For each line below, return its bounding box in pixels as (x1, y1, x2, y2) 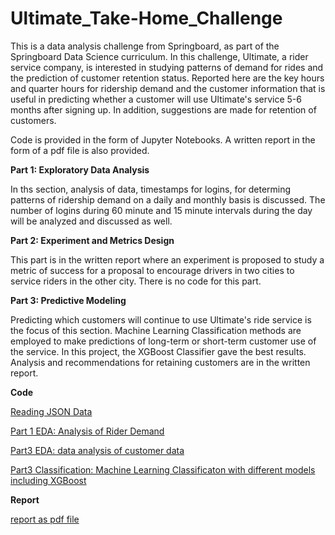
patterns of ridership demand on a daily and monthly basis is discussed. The (10, 193, 326, 206)
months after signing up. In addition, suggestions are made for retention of (10, 103, 317, 116)
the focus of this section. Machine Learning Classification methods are (10, 324, 302, 336)
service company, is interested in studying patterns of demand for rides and (10, 61, 324, 73)
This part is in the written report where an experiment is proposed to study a (10, 253, 325, 266)
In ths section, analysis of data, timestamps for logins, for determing (10, 183, 292, 195)
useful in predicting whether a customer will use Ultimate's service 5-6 (10, 93, 302, 105)
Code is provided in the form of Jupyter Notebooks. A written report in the (10, 133, 316, 146)
